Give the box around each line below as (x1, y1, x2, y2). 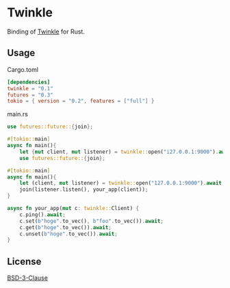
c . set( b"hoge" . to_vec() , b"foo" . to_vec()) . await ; (19, 218, 164, 224)
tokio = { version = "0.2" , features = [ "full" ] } (7, 98, 155, 105)
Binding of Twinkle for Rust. (7, 27, 86, 36)
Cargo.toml (7, 65, 39, 73)
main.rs (7, 110, 29, 118)
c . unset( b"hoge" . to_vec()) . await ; (19, 231, 118, 237)
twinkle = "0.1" (7, 85, 53, 92)
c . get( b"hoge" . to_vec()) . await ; (19, 224, 112, 231)
